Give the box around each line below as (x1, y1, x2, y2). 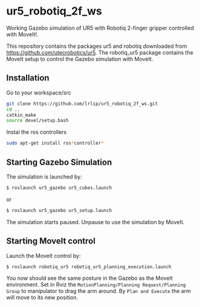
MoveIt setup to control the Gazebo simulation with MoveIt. (6, 55, 153, 62)
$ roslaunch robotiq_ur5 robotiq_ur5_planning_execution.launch (6, 263, 172, 270)
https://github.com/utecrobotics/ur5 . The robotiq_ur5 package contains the (6, 48, 193, 56)
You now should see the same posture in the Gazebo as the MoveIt (6, 274, 173, 282)
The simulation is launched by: (6, 173, 83, 180)
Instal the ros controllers (6, 128, 67, 136)
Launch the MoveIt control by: (6, 252, 81, 259)
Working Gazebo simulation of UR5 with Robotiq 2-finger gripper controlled (6, 24, 195, 31)
